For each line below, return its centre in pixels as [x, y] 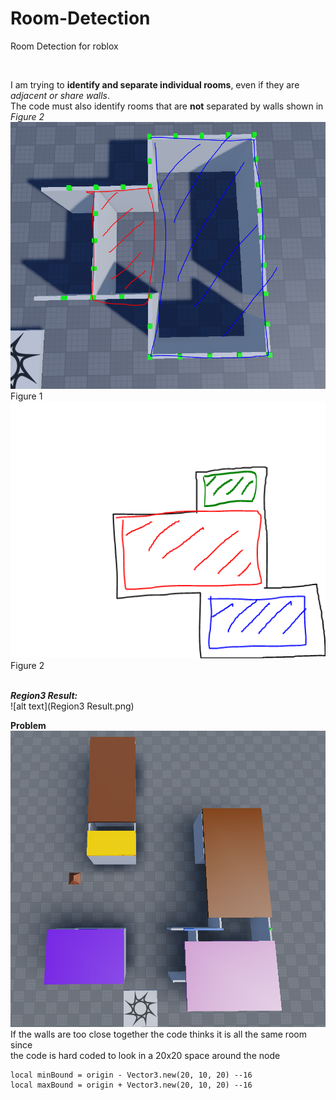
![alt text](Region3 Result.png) [72, 706]
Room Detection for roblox [64, 46]
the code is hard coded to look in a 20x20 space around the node [145, 1055]
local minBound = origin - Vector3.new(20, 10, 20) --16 [131, 1075]
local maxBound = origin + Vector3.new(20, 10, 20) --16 [131, 1085]
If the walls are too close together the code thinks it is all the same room [158, 1034]
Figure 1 [26, 396]
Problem [28, 725]
